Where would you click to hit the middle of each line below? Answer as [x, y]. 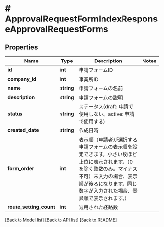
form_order [21, 169]
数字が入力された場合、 [106, 191]
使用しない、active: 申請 [107, 114]
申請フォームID [96, 70]
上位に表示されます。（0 [106, 162]
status [15, 114]
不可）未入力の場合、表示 [108, 176]
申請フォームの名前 [101, 88]
